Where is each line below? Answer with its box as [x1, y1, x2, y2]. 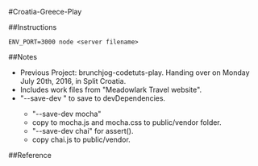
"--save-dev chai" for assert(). [31, 127, 134, 135]
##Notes [8, 52, 38, 61]
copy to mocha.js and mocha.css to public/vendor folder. [31, 118, 222, 127]
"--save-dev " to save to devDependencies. [19, 93, 166, 103]
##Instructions [8, 23, 57, 31]
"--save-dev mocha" [31, 109, 102, 118]
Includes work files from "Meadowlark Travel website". [19, 85, 202, 94]
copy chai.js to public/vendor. [31, 135, 131, 144]
